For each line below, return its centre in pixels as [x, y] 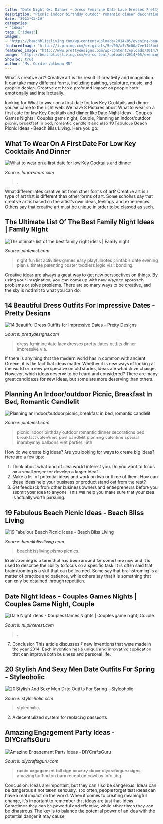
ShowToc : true [19, 59]
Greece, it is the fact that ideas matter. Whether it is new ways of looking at [80, 363]
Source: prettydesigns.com [32, 334]
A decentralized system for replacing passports [59, 717]
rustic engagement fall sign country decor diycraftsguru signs [79, 771]
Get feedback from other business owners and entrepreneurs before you [85, 487]
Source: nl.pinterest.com [30, 625]
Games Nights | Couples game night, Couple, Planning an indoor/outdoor [78, 118]
